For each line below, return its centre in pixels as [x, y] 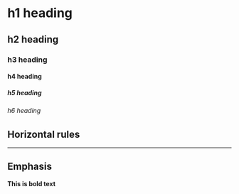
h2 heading [33, 39]
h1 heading [40, 13]
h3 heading [27, 60]
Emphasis [30, 167]
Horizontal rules [44, 134]
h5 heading [25, 92]
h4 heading [25, 77]
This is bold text [31, 183]
